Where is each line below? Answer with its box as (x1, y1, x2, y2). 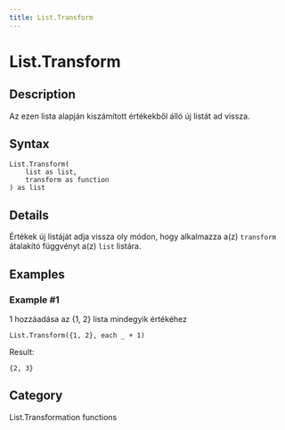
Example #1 (9, 294, 60, 306)
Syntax (9, 136, 50, 152)
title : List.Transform (9, 12, 94, 22)
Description (9, 87, 76, 103)
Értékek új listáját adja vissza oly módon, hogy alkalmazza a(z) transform (9, 231, 277, 242)
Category (9, 388, 63, 403)
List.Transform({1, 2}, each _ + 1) (9, 331, 145, 340)
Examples (9, 267, 65, 282)
